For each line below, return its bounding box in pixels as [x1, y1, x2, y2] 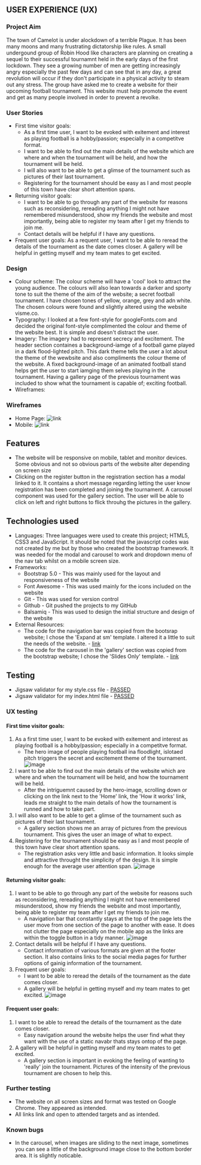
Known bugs [6, 1125, 44, 1134]
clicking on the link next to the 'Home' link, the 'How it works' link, [23, 793, 187, 800]
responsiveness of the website [23, 577, 100, 584]
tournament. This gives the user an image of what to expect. [23, 831, 173, 838]
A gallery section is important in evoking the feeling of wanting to [23, 1057, 184, 1064]
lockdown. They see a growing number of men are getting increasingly [6, 62, 181, 69]
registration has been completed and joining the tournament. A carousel [14, 486, 193, 493]
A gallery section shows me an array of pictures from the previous [23, 824, 187, 832]
